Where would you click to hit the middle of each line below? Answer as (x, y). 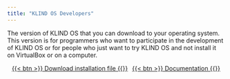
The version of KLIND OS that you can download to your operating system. (113, 33)
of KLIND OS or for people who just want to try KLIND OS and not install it (112, 47)
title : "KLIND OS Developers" (51, 13)
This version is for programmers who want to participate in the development (115, 40)
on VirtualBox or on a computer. (52, 55)
